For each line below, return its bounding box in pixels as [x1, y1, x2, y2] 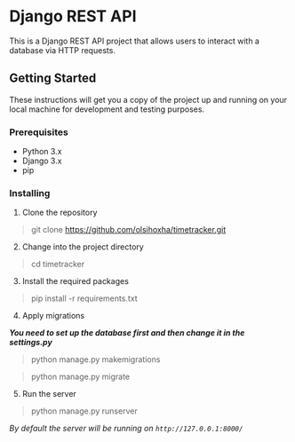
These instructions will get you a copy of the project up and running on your [9, 94, 287, 105]
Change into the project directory [21, 241, 144, 252]
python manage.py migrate [30, 371, 131, 383]
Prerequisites [9, 126, 68, 138]
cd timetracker [30, 259, 85, 270]
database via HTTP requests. [9, 44, 116, 55]
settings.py [9, 337, 53, 348]
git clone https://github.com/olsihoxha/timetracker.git [30, 225, 227, 235]
